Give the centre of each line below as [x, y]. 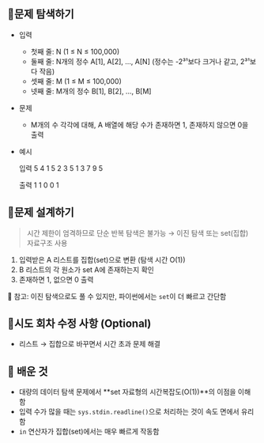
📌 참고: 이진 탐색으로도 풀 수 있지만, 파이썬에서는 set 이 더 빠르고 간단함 [117, 296]
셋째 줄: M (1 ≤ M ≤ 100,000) [76, 81]
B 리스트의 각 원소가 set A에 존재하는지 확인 [87, 269]
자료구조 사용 [47, 243]
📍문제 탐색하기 [41, 14]
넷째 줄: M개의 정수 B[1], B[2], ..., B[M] [91, 91]
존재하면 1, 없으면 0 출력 [56, 279]
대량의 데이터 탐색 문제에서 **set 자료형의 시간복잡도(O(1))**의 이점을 [127, 392]
